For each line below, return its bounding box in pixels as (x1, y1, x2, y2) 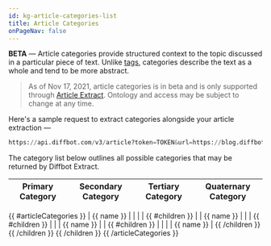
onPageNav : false (8, 27, 67, 35)
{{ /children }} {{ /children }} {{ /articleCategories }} (8, 228, 179, 238)
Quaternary (205, 181, 251, 192)
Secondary (79, 181, 123, 192)
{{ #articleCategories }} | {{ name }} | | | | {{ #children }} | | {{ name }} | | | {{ (8, 211, 260, 221)
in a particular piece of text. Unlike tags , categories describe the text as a (8, 57, 252, 67)
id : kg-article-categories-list (8, 11, 117, 20)
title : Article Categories (8, 19, 99, 27)
